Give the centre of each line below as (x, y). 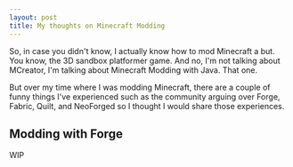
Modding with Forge (66, 134)
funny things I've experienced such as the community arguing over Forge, (145, 96)
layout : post (33, 17)
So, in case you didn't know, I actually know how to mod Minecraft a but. (142, 51)
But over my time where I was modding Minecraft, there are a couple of (140, 87)
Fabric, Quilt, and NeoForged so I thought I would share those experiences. (147, 106)
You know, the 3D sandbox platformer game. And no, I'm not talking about (145, 60)
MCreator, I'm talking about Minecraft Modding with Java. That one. (134, 70)
